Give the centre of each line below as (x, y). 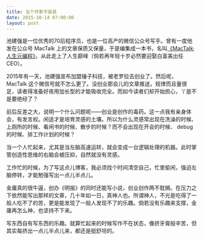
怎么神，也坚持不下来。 (46, 210)
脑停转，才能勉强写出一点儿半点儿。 (51, 175)
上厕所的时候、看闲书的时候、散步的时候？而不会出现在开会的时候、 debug (100, 127)
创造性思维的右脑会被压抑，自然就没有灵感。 (67, 155)
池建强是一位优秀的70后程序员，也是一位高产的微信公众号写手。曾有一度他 (99, 41)
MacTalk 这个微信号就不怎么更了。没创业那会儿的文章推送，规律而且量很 (97, 84)
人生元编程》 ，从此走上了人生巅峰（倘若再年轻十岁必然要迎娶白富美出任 (95, 56)
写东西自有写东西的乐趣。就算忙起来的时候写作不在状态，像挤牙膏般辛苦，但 (101, 223)
